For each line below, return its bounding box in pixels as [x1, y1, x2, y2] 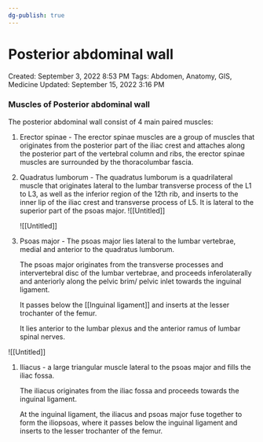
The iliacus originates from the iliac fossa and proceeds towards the [19, 385, 239, 395]
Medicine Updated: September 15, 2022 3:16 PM [8, 79, 165, 89]
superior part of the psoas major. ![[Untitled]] [19, 206, 166, 215]
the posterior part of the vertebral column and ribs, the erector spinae [19, 148, 245, 158]
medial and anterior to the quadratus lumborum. [19, 244, 175, 254]
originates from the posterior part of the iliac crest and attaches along [19, 141, 246, 150]
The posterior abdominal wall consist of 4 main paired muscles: [8, 117, 214, 126]
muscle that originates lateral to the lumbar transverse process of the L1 [19, 181, 252, 190]
